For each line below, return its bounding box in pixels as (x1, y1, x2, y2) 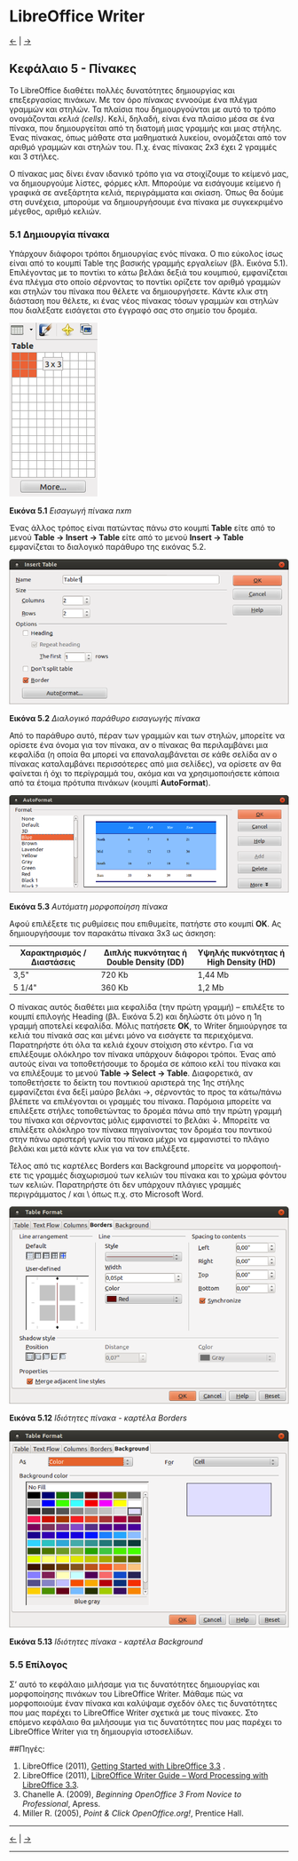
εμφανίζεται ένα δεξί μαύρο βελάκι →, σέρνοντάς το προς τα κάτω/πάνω (9, 1086, 282, 1098)
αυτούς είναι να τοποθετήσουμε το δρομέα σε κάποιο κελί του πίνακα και (9, 1059, 281, 1070)
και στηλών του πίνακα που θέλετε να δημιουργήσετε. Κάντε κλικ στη (9, 286, 269, 297)
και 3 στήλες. (9, 151, 59, 162)
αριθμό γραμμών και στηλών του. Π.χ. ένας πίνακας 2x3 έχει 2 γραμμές (9, 141, 278, 152)
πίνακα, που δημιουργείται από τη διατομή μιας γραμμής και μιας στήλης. (9, 123, 282, 133)
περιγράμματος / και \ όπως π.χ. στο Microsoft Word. (9, 1189, 204, 1200)
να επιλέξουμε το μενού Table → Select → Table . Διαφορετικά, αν (9, 1068, 254, 1078)
